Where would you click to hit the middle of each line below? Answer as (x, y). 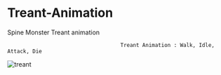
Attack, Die (25, 51)
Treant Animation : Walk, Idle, (168, 45)
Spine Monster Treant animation (54, 32)
